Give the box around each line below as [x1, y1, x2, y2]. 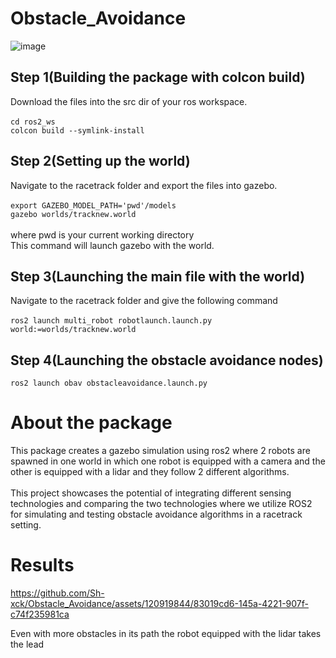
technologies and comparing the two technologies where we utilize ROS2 [10, 498, 313, 510]
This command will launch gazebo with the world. [10, 239, 215, 251]
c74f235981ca [10, 608, 70, 621]
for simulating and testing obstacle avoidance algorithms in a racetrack [10, 508, 303, 521]
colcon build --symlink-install [10, 125, 145, 136]
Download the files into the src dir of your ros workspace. [10, 95, 248, 107]
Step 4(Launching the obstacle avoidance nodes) [10, 352, 324, 369]
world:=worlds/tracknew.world [10, 325, 137, 335]
